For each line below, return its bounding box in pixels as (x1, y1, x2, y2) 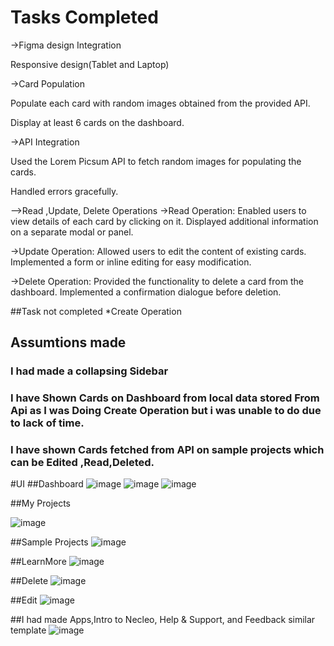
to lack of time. (10, 416, 85, 430)
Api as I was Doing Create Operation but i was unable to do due (10, 404, 322, 418)
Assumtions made (10, 334, 127, 351)
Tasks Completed (10, 6, 159, 29)
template (10, 624, 47, 636)
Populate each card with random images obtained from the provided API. (10, 97, 311, 109)
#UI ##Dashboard (10, 478, 84, 490)
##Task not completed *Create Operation (10, 305, 182, 317)
